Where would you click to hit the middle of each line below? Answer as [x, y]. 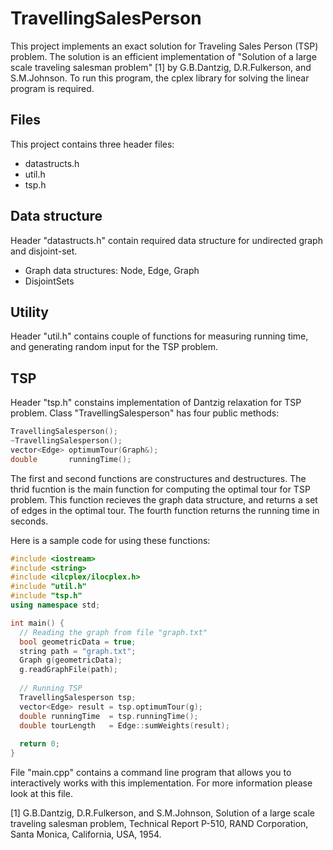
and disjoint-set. [44, 251]
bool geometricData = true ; [78, 642]
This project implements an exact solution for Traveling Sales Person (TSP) [164, 46]
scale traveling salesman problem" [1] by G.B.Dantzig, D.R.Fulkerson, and [161, 67]
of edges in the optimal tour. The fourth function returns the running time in [165, 510]
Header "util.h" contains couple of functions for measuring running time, [159, 336]
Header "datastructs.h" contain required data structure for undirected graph [166, 240]
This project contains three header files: [92, 144]
